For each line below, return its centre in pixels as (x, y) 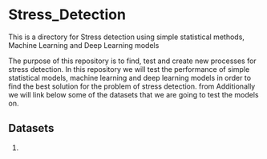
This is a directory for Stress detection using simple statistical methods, (126, 37)
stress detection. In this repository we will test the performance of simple (129, 69)
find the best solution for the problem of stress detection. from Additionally (132, 86)
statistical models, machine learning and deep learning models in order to (129, 78)
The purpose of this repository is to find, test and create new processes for (132, 61)
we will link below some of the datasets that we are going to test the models (133, 94)
